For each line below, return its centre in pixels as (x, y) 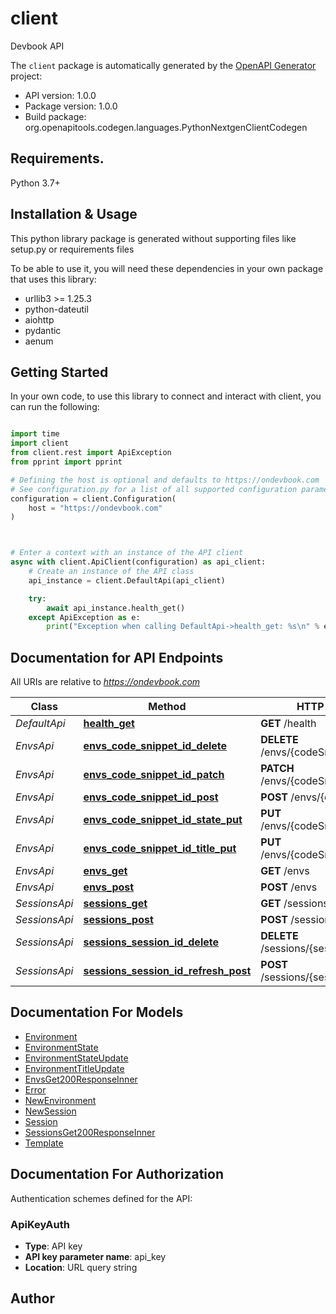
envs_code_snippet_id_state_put (163, 820)
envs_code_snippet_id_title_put (160, 849)
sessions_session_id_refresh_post (167, 971)
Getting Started (59, 372)
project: (26, 76)
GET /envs (285, 871)
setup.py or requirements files (72, 249)
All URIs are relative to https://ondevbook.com (105, 682)
